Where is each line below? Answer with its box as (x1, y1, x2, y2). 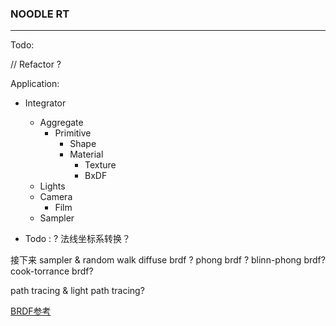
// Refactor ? (10, 58, 62, 71)
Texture (84, 159, 117, 171)
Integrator (24, 97, 67, 109)
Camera (39, 191, 73, 203)
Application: (10, 78, 60, 90)
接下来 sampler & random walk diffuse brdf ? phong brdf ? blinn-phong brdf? (10, 254, 326, 266)
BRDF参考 (10, 305, 52, 317)
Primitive (54, 127, 92, 139)
